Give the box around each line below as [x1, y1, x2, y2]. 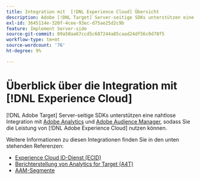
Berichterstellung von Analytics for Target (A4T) [14, 160, 134, 167]
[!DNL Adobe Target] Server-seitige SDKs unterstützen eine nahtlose [6, 112, 176, 119]
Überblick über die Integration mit [6, 79, 178, 92]
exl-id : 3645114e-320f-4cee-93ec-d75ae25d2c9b [6, 20, 125, 26]
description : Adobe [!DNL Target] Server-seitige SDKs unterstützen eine [6, 14, 195, 20]
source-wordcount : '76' [6, 43, 66, 49]
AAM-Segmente [14, 166, 55, 174]
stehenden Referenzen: [6, 142, 64, 149]
